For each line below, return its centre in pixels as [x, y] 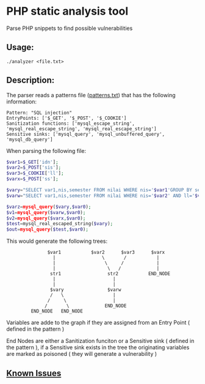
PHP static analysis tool [67, 11]
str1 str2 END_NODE [110, 274]
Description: [31, 80]
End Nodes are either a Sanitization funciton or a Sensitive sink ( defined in [100, 341]
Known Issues [34, 373]
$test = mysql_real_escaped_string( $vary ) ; [60, 224]
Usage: [20, 47]
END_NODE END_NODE [57, 311]
